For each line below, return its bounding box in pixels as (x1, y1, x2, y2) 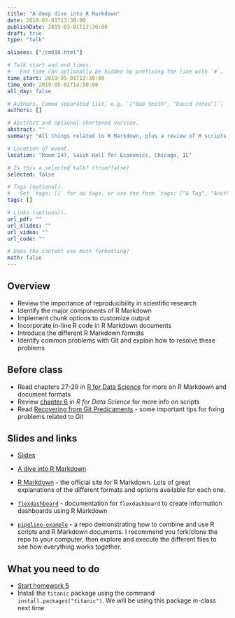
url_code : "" (7, 235, 45, 242)
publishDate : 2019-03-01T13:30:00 (7, 23, 108, 30)
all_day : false (7, 88, 52, 95)
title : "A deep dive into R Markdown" (7, 10, 120, 18)
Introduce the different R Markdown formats (17, 329, 145, 337)
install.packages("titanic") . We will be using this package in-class (17, 596, 216, 605)
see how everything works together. (17, 542, 122, 551)
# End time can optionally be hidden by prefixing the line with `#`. (7, 68, 224, 75)
